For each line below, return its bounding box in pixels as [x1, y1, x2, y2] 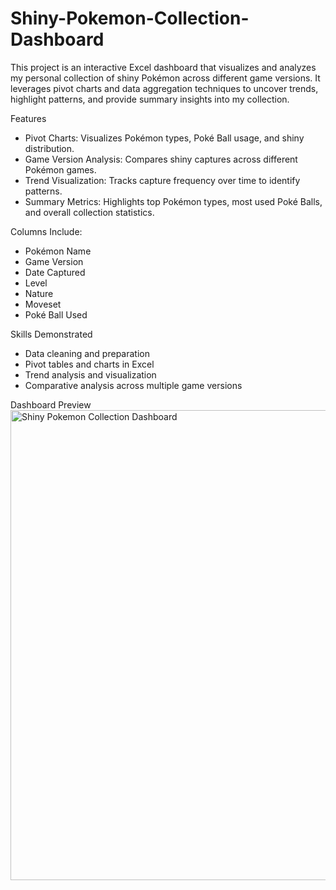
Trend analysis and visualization [24, 368, 157, 381]
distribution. [24, 142, 75, 154]
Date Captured [24, 266, 86, 278]
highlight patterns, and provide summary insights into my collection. [10, 93, 290, 105]
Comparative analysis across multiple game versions [24, 379, 243, 391]
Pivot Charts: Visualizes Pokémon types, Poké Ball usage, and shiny [24, 132, 305, 144]
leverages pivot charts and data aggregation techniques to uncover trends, [10, 82, 319, 94]
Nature [24, 287, 54, 299]
